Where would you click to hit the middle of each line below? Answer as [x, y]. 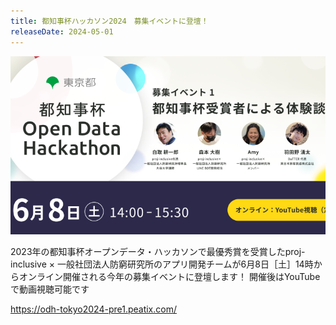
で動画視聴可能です [50, 289]
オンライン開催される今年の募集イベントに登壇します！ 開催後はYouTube [169, 277]
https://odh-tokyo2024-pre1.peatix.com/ [93, 309]
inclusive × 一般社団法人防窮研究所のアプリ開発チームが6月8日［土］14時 [162, 264]
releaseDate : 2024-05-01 [62, 31]
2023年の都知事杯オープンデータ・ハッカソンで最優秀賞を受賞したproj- [158, 252]
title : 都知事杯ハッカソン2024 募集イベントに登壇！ [109, 21]
